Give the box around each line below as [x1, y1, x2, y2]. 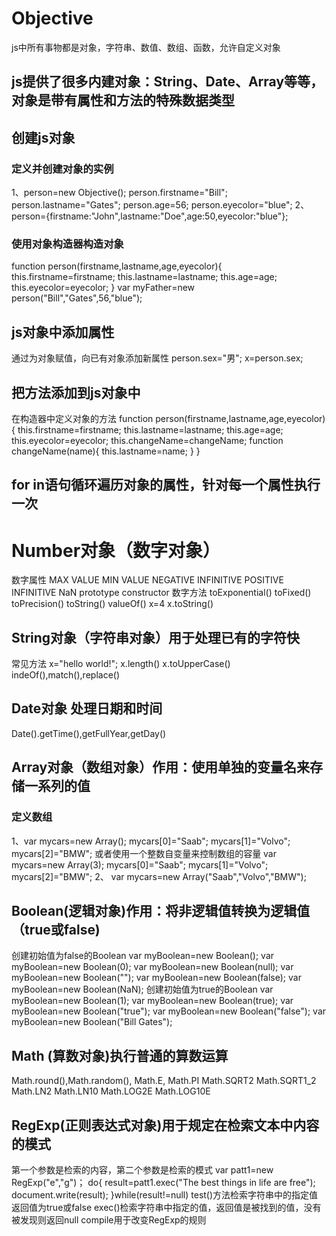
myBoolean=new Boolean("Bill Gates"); [11, 1016, 173, 1028]
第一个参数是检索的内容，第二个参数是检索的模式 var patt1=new [11, 1164, 274, 1176]
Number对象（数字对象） [11, 539, 221, 562]
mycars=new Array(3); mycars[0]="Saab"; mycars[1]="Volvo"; [11, 858, 269, 871]
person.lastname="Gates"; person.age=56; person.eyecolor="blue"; [11, 199, 293, 211]
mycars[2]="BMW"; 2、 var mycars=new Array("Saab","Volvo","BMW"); [11, 870, 307, 882]
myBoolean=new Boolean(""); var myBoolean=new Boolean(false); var [11, 972, 302, 984]
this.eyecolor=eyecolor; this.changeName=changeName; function [11, 434, 284, 446]
